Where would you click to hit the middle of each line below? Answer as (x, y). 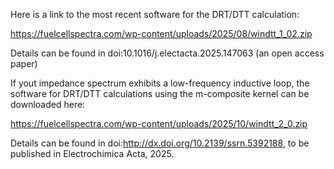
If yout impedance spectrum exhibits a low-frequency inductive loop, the (160, 83)
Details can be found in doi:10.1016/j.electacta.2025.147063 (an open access (167, 53)
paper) (24, 63)
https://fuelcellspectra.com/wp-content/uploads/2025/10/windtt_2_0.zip (159, 123)
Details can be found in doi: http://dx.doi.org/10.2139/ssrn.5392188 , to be (160, 143)
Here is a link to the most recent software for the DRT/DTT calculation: (155, 14)
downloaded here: (48, 104)
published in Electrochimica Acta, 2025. (92, 153)
